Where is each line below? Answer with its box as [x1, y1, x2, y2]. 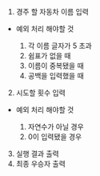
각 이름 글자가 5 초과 [27, 41, 92, 50]
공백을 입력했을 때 [27, 71, 84, 80]
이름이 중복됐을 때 [27, 61, 84, 70]
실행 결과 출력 [15, 149, 59, 158]
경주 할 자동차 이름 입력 [15, 7, 90, 16]
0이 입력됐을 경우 [27, 132, 82, 142]
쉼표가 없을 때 [27, 51, 71, 60]
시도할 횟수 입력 [15, 88, 66, 98]
